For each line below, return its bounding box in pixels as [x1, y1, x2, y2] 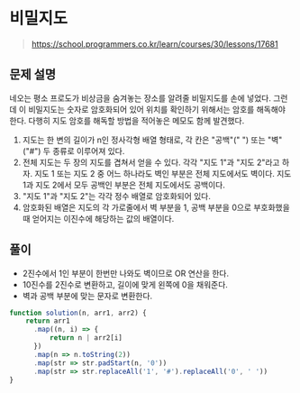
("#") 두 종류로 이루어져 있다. [22, 145, 125, 156]
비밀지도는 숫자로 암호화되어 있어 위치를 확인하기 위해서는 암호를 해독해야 [28, 104, 286, 114]
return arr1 [25, 316, 70, 325]
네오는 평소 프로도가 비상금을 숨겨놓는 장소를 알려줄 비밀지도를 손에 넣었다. [9, 92, 272, 104]
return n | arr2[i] [49, 334, 123, 343]
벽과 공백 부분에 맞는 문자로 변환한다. [22, 290, 153, 301]
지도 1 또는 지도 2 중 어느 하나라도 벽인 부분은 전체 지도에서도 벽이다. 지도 [34, 168, 292, 178]
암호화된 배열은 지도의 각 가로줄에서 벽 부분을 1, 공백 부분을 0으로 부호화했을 [22, 202, 290, 213]
